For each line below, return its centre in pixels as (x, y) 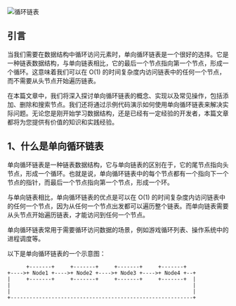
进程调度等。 (26, 238)
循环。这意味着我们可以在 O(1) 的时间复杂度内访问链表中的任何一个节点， (119, 72)
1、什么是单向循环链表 (55, 147)
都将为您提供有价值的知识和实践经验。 (63, 122)
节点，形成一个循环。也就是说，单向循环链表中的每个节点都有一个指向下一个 (118, 173)
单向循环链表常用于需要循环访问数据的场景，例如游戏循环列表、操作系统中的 (118, 229)
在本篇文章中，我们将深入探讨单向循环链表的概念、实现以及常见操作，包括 (115, 96)
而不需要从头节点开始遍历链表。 (53, 80)
